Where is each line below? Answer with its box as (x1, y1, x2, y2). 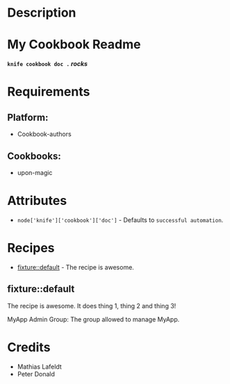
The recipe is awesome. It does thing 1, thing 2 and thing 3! (7, 301, 176, 310)
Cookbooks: (7, 150, 61, 162)
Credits (7, 339, 51, 355)
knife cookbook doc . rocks (7, 60, 88, 68)
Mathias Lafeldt (17, 362, 63, 371)
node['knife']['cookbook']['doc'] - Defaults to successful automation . (17, 215, 224, 224)
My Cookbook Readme (7, 37, 141, 53)
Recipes (7, 240, 55, 256)
